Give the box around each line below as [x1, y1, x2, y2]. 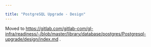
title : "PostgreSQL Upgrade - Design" [5, 11, 86, 16]
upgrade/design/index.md [5, 36, 59, 42]
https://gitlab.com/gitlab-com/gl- [25, 25, 94, 31]
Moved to [5, 25, 25, 31]
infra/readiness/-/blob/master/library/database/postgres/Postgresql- [5, 30, 146, 36]
